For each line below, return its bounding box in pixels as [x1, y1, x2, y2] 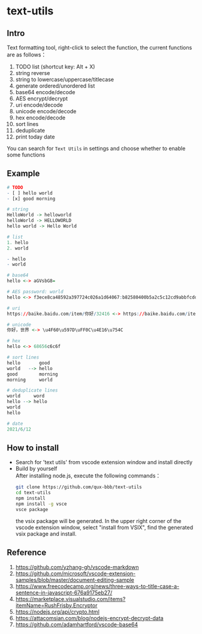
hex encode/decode [15, 114, 65, 121]
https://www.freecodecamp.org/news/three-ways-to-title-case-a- [15, 582, 179, 590]
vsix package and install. [15, 530, 77, 537]
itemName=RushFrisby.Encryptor [15, 602, 98, 609]
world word [7, 393, 45, 399]
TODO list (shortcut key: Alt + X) [15, 63, 95, 70]
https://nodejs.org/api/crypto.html [15, 608, 100, 615]
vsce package [15, 506, 49, 512]
